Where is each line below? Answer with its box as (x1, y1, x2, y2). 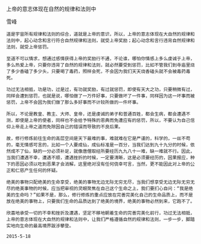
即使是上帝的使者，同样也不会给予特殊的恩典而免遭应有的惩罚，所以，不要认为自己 (14, 117, 191, 124)
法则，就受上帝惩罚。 (6, 44, 51, 50)
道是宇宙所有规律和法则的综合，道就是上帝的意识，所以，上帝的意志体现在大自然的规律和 (6, 31, 195, 37)
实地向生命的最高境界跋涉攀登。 (6, 223, 74, 229)
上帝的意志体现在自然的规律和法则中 (6, 5, 97, 12)
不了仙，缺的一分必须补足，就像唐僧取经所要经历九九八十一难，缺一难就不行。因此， (14, 148, 195, 154)
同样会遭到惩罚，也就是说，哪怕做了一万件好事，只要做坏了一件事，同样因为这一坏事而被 (6, 93, 195, 99)
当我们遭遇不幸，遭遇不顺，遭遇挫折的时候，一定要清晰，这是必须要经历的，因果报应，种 (6, 155, 195, 161)
